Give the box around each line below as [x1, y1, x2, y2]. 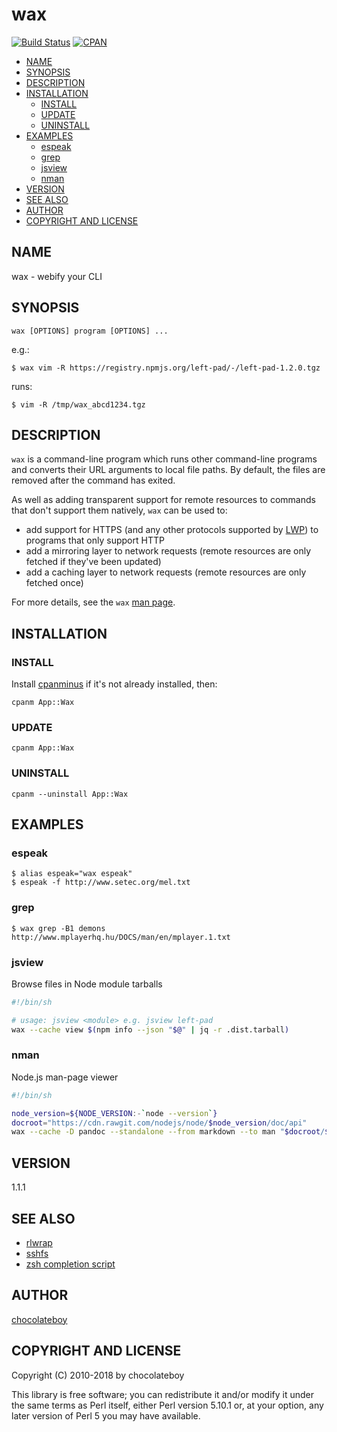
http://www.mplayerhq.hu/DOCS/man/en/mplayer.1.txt [11, 932, 231, 942]
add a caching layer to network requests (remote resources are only [25, 566, 307, 578]
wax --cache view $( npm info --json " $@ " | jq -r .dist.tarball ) [11, 1024, 290, 1035]
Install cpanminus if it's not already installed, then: [11, 678, 218, 690]
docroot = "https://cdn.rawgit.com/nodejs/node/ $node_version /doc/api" [11, 1118, 308, 1128]
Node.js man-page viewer [11, 1071, 119, 1083]
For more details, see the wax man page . [11, 596, 176, 608]
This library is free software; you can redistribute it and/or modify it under [11, 1388, 315, 1400]
